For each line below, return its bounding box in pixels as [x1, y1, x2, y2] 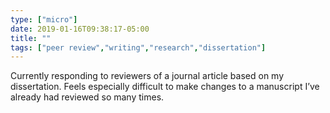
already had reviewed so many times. [10, 91, 165, 103]
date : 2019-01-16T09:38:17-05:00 [10, 24, 150, 34]
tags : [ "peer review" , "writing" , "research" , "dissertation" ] [10, 42, 267, 53]
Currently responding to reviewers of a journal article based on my [10, 70, 285, 82]
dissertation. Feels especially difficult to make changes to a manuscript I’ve [10, 81, 320, 93]
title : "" [10, 33, 52, 43]
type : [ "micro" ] [10, 14, 78, 25]
